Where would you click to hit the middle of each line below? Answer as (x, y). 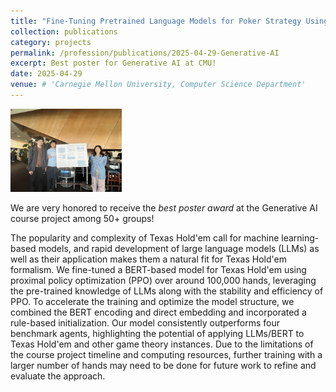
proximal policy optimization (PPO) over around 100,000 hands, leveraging (163, 281)
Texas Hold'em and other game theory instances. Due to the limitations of (162, 344)
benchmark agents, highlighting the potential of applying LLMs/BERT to (157, 334)
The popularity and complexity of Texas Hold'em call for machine (145, 238)
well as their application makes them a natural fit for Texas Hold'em (148, 259)
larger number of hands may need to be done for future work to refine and (163, 366)
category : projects (51, 42)
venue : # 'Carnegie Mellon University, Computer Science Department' (158, 85)
